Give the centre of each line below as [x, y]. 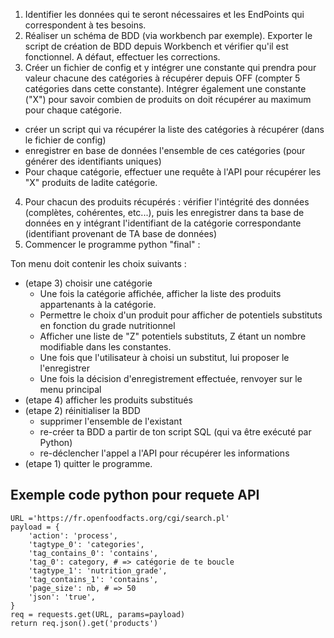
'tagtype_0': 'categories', [86, 544]
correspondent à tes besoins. [85, 25]
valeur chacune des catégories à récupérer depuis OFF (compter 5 [162, 78]
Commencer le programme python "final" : [112, 244]
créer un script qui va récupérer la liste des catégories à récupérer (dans [174, 129]
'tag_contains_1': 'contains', [93, 579]
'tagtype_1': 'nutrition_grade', [98, 570]
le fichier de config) [65, 140]
